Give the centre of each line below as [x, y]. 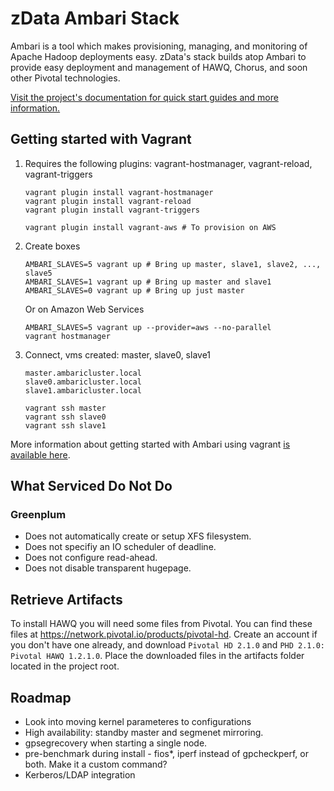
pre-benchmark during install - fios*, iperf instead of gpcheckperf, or [166, 754]
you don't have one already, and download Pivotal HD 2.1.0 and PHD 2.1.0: [167, 645]
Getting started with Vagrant [101, 139]
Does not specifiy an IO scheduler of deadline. [120, 547]
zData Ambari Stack [95, 18]
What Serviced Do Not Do [91, 486]
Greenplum [38, 515]
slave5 [38, 273]
